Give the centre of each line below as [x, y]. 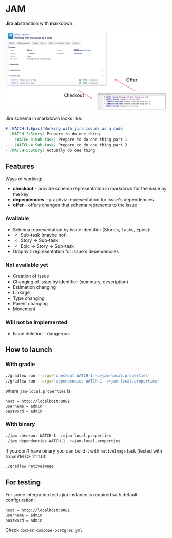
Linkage [21, 292]
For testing [23, 482]
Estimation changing [34, 287]
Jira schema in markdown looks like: [44, 118]
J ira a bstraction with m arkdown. [40, 23]
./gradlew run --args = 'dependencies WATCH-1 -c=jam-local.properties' [82, 381]
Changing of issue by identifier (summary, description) [70, 282]
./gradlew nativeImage [30, 466]
